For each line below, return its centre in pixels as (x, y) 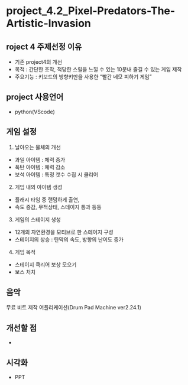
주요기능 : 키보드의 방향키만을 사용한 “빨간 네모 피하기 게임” (83, 77)
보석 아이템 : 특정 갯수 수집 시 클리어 (56, 174)
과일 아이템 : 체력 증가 (40, 159)
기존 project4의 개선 (38, 62)
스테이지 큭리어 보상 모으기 (46, 265)
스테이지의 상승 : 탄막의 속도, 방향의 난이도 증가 (69, 239)
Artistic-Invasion (49, 23)
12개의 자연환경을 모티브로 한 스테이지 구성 (64, 232)
